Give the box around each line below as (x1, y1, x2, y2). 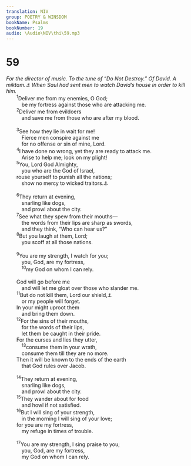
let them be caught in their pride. (21, 330, 101, 337)
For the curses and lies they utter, (16, 336, 98, 343)
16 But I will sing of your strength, (16, 407, 95, 416)
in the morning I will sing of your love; (21, 415, 113, 422)
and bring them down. (21, 310, 75, 318)
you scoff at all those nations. (21, 239, 93, 246)
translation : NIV (6, 8, 49, 15)
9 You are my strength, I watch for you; (16, 251, 109, 259)
